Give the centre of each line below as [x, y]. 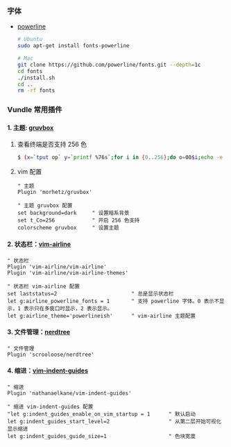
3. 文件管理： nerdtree [39, 332]
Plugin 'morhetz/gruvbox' [54, 193]
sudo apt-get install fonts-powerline [73, 46]
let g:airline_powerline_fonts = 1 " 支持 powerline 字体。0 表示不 [113, 301]
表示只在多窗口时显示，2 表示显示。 [68, 308]
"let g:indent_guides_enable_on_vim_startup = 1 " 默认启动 [102, 414]
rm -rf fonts [36, 91]
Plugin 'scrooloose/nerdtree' [51, 355]
